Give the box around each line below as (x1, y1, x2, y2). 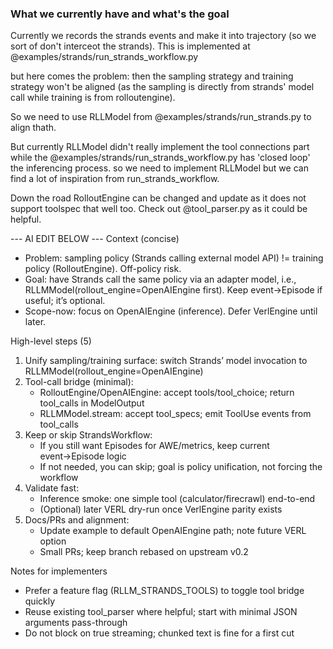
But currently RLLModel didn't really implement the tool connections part (10, 141, 310, 153)
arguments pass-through (24, 617, 128, 629)
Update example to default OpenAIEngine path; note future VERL (39, 525, 307, 537)
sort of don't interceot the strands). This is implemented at (10, 40, 251, 52)
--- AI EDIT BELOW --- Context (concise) (10, 233, 180, 245)
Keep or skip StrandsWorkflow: (24, 429, 153, 441)
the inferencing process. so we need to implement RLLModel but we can (10, 162, 309, 174)
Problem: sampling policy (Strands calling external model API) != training (24, 252, 324, 264)
